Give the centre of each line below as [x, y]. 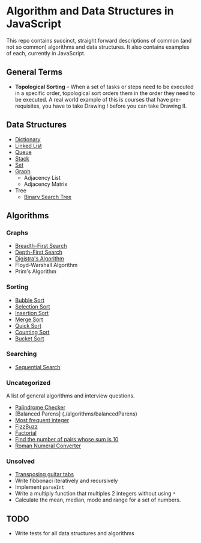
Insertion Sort [32, 313]
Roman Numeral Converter [48, 446]
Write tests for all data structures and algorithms [75, 533]
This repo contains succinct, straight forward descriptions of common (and [99, 40]
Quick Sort [28, 325]
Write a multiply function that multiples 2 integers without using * [95, 494]
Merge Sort [29, 319]
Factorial [26, 433]
